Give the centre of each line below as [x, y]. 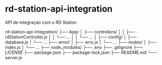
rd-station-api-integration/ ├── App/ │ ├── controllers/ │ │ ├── [70, 32]
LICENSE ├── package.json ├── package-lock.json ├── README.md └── [81, 52]
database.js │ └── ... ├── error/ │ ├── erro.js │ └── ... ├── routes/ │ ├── [81, 42]
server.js [14, 57]
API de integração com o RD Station [41, 22]
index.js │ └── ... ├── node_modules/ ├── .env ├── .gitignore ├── [74, 47]
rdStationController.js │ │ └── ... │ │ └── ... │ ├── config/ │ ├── [71, 37]
